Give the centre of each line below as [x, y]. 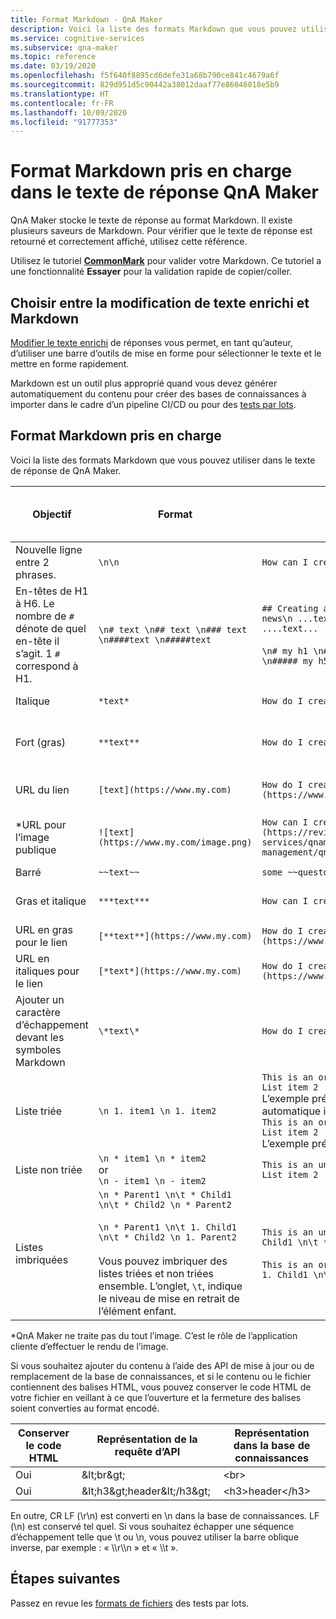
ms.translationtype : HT [60, 94]
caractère [38, 1012]
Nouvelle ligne [49, 549]
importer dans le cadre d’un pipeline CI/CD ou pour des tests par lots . [153, 404]
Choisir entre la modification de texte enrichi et [160, 302]
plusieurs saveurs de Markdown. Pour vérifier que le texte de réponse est [161, 231]
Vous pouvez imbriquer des [163, 1261]
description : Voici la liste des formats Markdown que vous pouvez [154, 29]
